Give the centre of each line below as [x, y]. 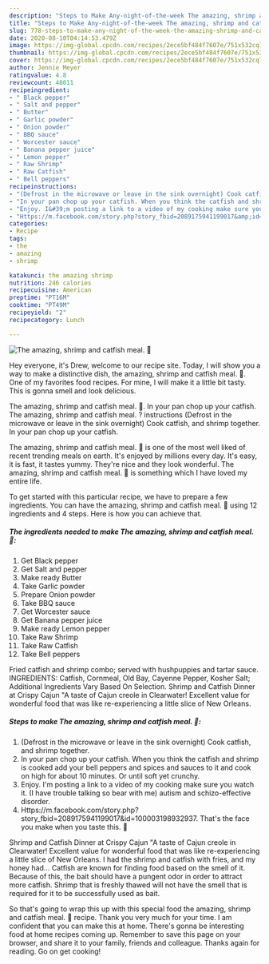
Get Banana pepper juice [61, 619]
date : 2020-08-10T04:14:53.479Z [63, 38]
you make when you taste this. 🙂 [74, 827]
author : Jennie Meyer [45, 68]
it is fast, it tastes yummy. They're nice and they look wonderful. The [122, 464]
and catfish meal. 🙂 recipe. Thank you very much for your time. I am [121, 917]
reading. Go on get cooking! [55, 951]
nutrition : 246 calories [50, 283]
